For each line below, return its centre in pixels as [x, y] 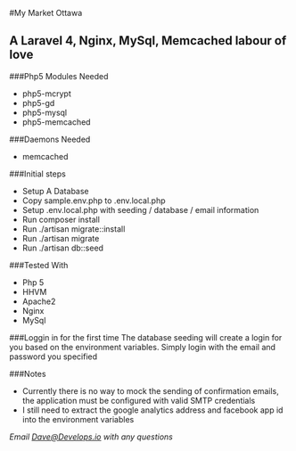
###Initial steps [38, 174]
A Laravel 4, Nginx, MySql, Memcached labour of [148, 41]
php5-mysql [45, 112]
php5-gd [38, 102]
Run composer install [61, 219]
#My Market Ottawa [46, 13]
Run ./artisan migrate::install [74, 229]
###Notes [28, 373]
